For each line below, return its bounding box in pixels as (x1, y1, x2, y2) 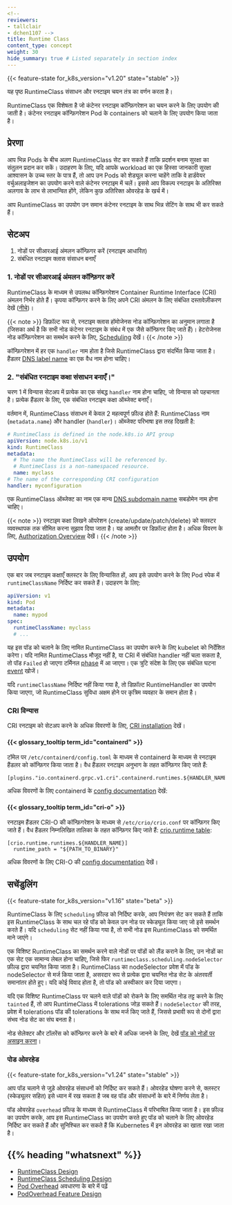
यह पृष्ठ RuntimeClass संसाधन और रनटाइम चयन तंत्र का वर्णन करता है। (7, 87, 173, 95)
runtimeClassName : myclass (13, 624, 91, 632)
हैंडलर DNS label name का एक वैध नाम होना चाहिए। (7, 354, 131, 363)
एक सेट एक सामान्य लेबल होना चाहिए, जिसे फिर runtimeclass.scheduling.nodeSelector (7, 955, 223, 963)
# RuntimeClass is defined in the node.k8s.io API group (7, 431, 175, 438)
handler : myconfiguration (7, 482, 81, 489)
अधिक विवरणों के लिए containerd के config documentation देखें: (7, 787, 168, 795)
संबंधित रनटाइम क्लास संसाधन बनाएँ (17, 255, 96, 263)
